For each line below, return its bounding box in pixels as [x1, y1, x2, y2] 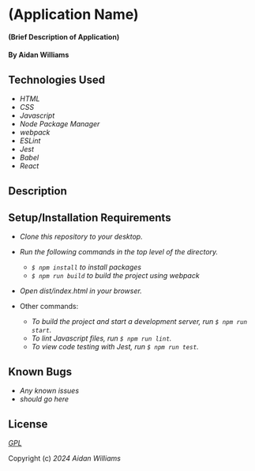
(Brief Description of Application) [8, 32, 120, 41]
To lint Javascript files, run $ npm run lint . [31, 333, 172, 343]
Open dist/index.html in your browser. [19, 286, 142, 296]
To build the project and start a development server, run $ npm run [31, 317, 248, 326]
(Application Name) [8, 6, 140, 24]
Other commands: [19, 302, 79, 311]
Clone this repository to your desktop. [19, 232, 144, 242]
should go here [19, 394, 69, 404]
